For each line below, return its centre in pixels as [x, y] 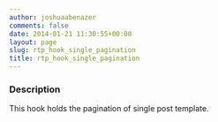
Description [35, 89]
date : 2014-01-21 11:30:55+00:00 [71, 34]
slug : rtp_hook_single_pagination [73, 50]
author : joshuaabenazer [53, 17]
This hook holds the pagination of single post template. [109, 109]
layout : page [33, 42]
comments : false [39, 26]
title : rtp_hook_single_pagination [75, 58]
